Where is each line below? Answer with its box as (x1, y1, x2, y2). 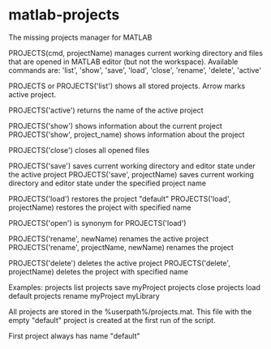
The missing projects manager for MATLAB (8, 32, 153, 42)
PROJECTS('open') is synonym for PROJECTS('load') (8, 218, 187, 228)
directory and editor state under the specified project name (8, 178, 207, 188)
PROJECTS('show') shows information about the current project (8, 121, 223, 130)
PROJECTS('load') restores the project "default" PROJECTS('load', (8, 194, 231, 203)
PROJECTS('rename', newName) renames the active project (8, 233, 209, 244)
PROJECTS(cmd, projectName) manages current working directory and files (8, 48, 264, 57)
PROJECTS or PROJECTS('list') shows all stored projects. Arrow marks (8, 81, 246, 91)
